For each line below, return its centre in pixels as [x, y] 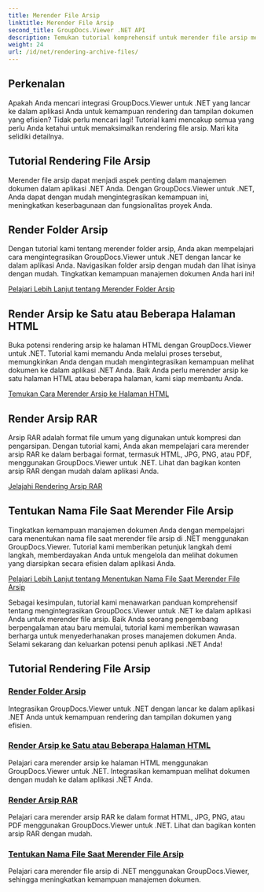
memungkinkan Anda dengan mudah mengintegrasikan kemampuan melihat [131, 362]
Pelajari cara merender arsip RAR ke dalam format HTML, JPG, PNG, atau [126, 817]
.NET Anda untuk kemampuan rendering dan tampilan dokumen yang [120, 716]
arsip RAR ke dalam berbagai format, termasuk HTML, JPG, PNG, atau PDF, [130, 454]
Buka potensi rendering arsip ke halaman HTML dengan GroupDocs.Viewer [130, 345]
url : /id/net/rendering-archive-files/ [73, 52]
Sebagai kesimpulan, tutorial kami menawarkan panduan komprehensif [123, 602]
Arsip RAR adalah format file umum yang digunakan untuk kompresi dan [125, 438]
